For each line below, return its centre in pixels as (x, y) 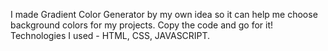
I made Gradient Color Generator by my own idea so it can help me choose (164, 14)
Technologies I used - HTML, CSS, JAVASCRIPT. (110, 35)
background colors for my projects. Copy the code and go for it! (142, 25)
